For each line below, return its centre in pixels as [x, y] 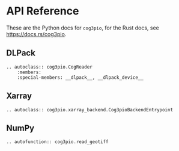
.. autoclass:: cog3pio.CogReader [50, 67]
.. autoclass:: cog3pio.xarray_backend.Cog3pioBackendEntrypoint [89, 109]
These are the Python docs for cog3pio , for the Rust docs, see [83, 28]
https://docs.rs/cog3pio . [36, 34]
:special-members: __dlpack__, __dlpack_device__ [80, 77]
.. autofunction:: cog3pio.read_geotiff [58, 142]
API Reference [43, 11]
